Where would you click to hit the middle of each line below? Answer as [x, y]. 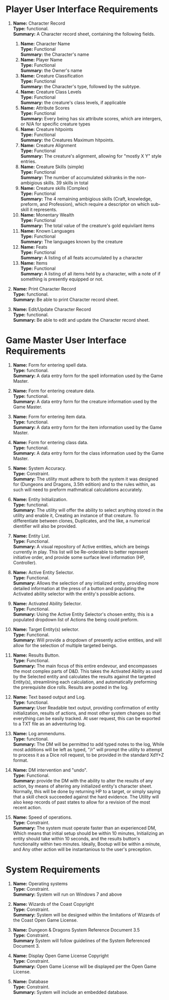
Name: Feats [34, 247]
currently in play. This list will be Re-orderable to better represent [80, 552]
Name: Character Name [45, 43]
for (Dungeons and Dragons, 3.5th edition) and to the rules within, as [84, 484]
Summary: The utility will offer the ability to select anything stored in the [88, 510]
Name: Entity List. [31, 536]
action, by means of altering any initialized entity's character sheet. [82, 786]
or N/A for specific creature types [55, 124]
